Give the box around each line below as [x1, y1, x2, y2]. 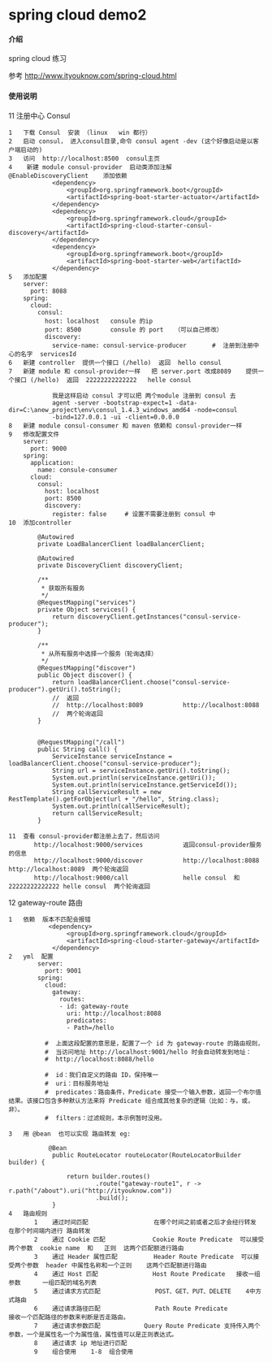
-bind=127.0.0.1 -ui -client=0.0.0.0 [51, 413, 180, 421]
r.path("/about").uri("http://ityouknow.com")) [8, 1187, 173, 1195]
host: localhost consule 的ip [44, 317, 153, 325]
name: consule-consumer [37, 466, 118, 474]
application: [29, 458, 75, 467]
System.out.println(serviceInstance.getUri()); [51, 774, 217, 782]
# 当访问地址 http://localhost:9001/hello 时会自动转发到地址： [44, 1048, 253, 1056]
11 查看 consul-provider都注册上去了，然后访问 [8, 831, 160, 840]
